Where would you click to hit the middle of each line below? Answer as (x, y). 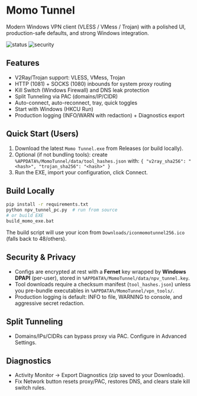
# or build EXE (25, 216)
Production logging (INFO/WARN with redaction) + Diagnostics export (99, 115)
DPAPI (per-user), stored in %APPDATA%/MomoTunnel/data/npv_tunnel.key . (102, 278)
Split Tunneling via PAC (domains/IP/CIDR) (66, 96)
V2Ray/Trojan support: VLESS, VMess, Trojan (70, 77)
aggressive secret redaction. (49, 303)
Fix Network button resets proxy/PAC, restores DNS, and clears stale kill (102, 381)
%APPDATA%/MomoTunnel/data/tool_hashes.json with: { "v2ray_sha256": (100, 161)
